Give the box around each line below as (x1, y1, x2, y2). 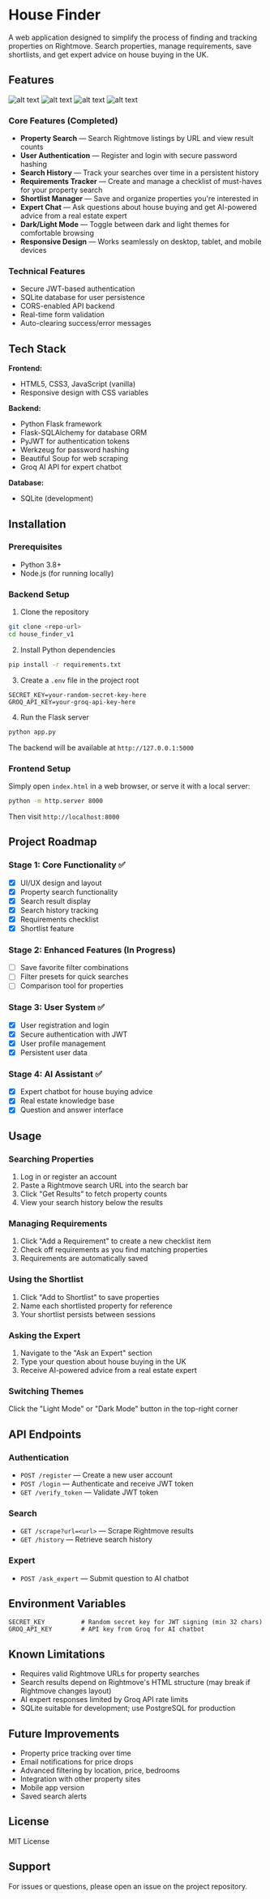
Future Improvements (8, 1726, 120, 1740)
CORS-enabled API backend (19, 302, 115, 311)
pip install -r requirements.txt (8, 661, 122, 669)
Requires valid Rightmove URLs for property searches (19, 1669, 200, 1679)
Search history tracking (19, 905, 99, 915)
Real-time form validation (19, 310, 105, 319)
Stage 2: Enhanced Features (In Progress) (8, 944, 176, 956)
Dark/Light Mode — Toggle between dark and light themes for (19, 220, 229, 229)
